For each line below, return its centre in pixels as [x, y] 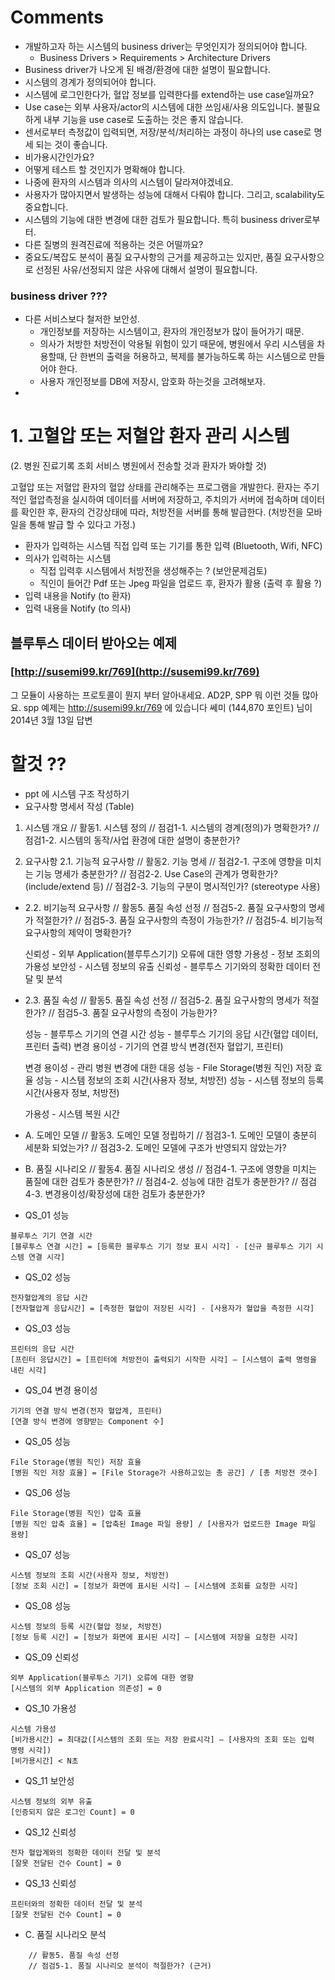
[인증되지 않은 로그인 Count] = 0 [72, 1812]
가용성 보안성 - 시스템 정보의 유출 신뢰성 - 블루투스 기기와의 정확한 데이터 [167, 966]
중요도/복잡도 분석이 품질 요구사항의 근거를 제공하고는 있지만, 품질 [153, 257]
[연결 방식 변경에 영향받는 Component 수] [87, 1421]
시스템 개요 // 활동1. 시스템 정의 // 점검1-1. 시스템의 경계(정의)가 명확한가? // [172, 827]
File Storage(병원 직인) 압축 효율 [76, 1513]
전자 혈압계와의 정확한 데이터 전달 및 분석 [85, 1852]
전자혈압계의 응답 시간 [49, 1297]
